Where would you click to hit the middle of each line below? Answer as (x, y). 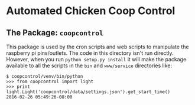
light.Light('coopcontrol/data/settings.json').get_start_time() (88, 92)
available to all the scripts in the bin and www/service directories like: (89, 65)
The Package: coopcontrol (55, 33)
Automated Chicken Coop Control (91, 11)
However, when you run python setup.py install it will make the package (96, 59)
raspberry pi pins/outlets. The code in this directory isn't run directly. (90, 53)
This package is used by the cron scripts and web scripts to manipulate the (97, 47)
